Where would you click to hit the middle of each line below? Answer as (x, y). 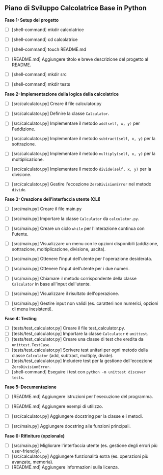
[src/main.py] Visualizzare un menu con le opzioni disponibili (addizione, (85, 243)
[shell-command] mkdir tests (41, 84)
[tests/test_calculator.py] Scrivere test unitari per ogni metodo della (80, 350)
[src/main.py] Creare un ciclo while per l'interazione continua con (78, 228)
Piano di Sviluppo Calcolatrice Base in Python (76, 8)
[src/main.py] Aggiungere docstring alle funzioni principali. (71, 426)
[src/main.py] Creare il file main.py (47, 209)
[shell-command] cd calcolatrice (45, 39)
